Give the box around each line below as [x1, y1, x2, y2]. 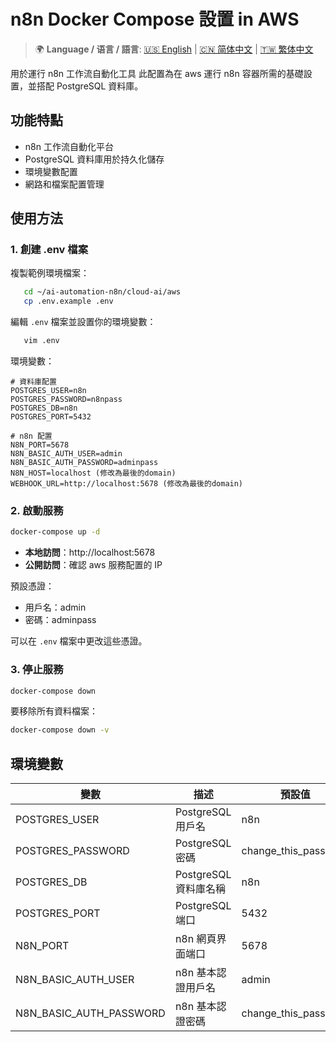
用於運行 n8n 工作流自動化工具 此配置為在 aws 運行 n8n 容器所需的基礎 [10, 67, 304, 79]
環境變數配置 [24, 165, 78, 177]
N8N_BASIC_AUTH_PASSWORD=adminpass [10, 458, 159, 468]
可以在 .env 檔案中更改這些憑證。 [10, 635, 148, 647]
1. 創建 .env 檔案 [10, 243, 88, 257]
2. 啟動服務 [10, 503, 64, 517]
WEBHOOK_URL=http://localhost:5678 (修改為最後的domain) [10, 479, 244, 489]
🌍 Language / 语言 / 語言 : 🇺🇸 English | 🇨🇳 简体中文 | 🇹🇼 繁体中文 [34, 43, 314, 55]
